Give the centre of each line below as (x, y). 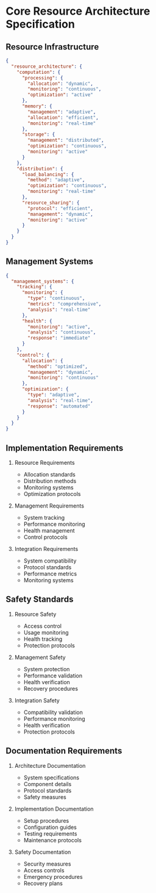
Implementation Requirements (65, 448)
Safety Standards (40, 600)
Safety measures (45, 797)
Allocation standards (49, 474)
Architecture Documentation (50, 765)
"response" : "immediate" (59, 338)
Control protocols (45, 537)
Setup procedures (46, 820)
